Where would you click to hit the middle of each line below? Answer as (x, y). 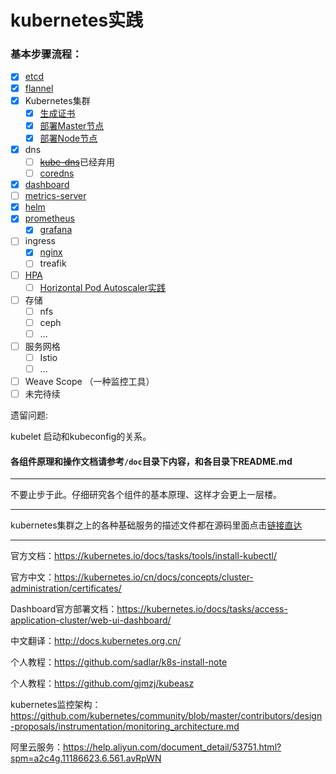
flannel (39, 88)
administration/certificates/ (66, 588)
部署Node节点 (68, 138)
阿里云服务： (36, 747)
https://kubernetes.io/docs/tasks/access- (202, 609)
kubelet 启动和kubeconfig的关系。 (81, 437)
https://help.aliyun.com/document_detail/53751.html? (172, 747)
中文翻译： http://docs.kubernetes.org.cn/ (96, 641)
